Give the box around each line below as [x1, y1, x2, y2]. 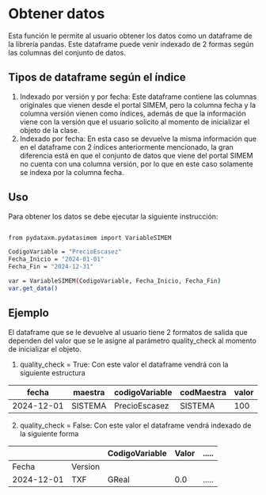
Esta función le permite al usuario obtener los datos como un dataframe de [8, 31, 253, 40]
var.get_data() [8, 284, 59, 292]
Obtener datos [8, 5, 105, 23]
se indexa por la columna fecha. [19, 167, 124, 177]
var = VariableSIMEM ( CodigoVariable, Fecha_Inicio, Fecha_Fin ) [8, 277, 222, 285]
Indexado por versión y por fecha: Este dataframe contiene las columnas [19, 92, 257, 101]
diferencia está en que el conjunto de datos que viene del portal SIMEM [19, 150, 253, 160]
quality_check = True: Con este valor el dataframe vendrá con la [19, 360, 229, 369]
